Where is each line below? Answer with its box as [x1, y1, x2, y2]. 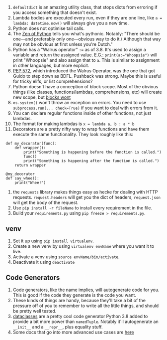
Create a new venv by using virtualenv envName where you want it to [12, 243, 155, 249]
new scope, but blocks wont [12, 94, 71, 100]
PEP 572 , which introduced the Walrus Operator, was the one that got [12, 68, 156, 74]
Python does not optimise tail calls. [12, 25, 85, 31]
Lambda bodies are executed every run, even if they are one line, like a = [12, 15, 163, 20]
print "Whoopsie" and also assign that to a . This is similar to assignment [12, 57, 160, 63]
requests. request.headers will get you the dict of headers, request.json [12, 194, 161, 200]
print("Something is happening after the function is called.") [23, 159, 160, 164]
